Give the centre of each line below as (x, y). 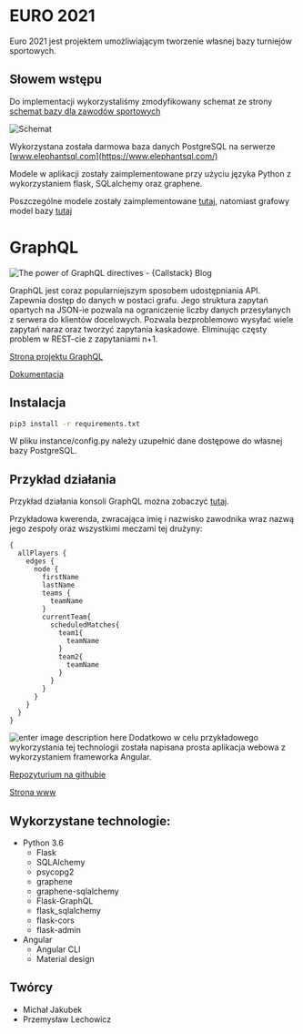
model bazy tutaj (41, 210)
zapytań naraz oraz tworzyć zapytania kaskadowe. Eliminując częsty (138, 329)
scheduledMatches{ (85, 625)
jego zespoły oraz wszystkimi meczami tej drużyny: (106, 528)
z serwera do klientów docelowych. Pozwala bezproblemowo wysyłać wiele (151, 319)
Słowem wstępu (56, 80)
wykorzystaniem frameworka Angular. (81, 757)
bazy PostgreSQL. (43, 451)
